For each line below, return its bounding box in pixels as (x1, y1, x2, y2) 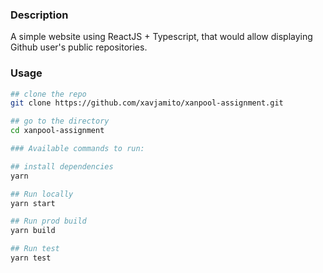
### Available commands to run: (10, 144, 145, 154)
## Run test (10, 244, 60, 254)
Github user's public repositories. (10, 41, 148, 53)
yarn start (10, 198, 56, 208)
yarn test (10, 253, 52, 263)
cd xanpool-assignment (10, 126, 105, 136)
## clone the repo (10, 89, 87, 99)
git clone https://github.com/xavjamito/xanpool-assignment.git (10, 98, 284, 108)
